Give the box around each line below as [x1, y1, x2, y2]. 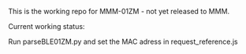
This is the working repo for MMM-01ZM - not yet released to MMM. [8, 7, 230, 16]
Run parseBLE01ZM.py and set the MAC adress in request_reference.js [8, 37, 238, 46]
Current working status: [8, 22, 85, 31]
